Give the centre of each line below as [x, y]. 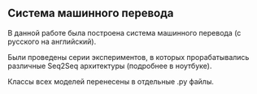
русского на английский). [52, 41]
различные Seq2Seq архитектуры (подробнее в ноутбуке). [110, 66]
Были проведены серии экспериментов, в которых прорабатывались [128, 57]
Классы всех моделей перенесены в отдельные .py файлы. [111, 81]
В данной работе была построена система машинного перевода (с [124, 32]
